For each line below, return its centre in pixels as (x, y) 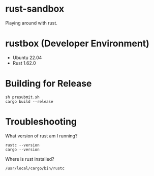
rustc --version (22, 145)
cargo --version (22, 150)
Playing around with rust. (31, 23)
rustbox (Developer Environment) (78, 43)
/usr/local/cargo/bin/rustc (35, 168)
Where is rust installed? (30, 159)
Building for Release (49, 84)
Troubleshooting (41, 122)
